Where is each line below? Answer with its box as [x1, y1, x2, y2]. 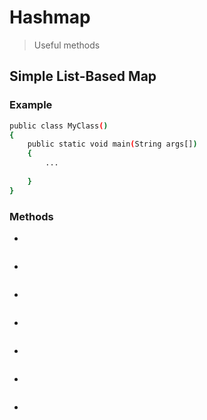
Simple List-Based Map [9, 68, 157, 85]
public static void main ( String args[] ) [27, 139, 198, 150]
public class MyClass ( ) [9, 121, 109, 131]
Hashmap [9, 6, 91, 29]
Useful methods [33, 39, 101, 51]
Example [9, 98, 53, 112]
